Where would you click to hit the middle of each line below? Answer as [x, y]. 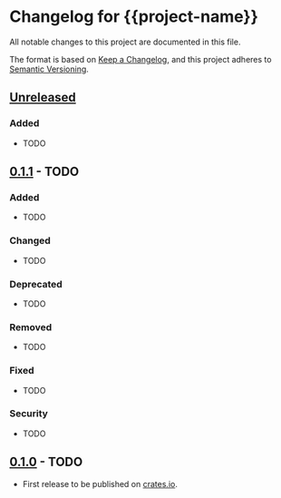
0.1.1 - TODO [44, 172]
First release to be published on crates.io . [100, 483]
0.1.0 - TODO [46, 462]
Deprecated [36, 284]
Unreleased [43, 98]
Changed [30, 240]
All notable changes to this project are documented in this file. [125, 42]
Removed [31, 327]
